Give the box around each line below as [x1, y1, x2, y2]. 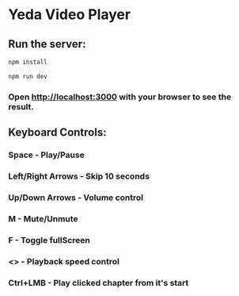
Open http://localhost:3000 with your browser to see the [8, 91, 232, 102]
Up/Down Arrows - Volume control [8, 192, 144, 203]
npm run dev [8, 72, 47, 80]
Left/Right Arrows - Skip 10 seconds [8, 171, 150, 182]
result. [8, 101, 34, 112]
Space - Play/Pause [8, 149, 85, 160]
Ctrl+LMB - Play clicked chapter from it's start [8, 277, 189, 288]
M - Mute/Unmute [8, 213, 78, 224]
